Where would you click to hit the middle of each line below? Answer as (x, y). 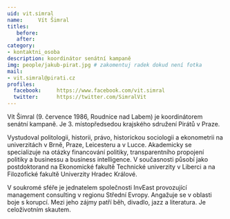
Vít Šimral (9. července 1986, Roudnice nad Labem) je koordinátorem (105, 117)
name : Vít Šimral (38, 20)
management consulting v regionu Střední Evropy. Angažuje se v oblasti (109, 195)
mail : (15, 71)
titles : (18, 26)
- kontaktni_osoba (33, 53)
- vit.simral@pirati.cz (41, 78)
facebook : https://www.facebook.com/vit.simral (89, 91)
